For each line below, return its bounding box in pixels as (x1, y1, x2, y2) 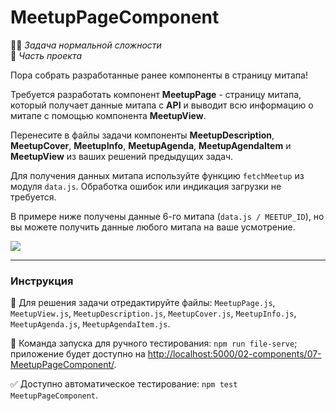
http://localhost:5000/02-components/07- (147, 348, 322, 360)
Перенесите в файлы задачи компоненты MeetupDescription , (10, 129, 275, 141)
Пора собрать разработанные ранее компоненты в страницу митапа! (10, 69, 308, 81)
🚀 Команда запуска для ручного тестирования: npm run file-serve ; (10, 337, 298, 350)
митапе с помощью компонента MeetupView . (10, 109, 207, 121)
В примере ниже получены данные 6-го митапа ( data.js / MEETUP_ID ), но (10, 210, 325, 222)
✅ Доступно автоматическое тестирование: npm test (10, 378, 238, 390)
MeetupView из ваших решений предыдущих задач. (10, 150, 234, 162)
